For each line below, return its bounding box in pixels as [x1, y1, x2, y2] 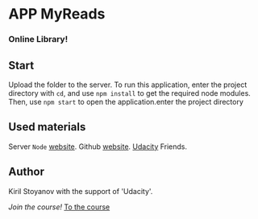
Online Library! [8, 34, 69, 45]
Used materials [8, 120, 86, 134]
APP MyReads [8, 5, 106, 23]
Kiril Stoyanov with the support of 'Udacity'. [8, 186, 153, 196]
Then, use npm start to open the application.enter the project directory [8, 97, 244, 106]
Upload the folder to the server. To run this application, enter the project [8, 80, 248, 89]
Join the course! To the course [8, 202, 110, 212]
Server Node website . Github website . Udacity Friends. [8, 142, 188, 151]
